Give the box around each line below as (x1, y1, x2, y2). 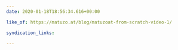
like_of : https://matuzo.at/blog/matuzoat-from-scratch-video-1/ (6, 19, 172, 25)
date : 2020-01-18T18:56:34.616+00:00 (6, 8, 100, 15)
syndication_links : (6, 30, 55, 36)
